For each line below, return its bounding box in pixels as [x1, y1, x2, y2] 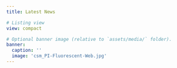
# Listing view [6, 19, 45, 26]
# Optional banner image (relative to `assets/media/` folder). [6, 36, 172, 42]
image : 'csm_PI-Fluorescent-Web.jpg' [12, 53, 107, 59]
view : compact [6, 25, 42, 31]
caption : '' [12, 48, 42, 54]
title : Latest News [6, 8, 56, 15]
